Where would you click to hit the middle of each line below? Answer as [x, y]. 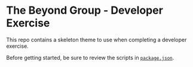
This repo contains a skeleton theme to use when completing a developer [96, 39]
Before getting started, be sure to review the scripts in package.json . [90, 57]
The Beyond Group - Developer [85, 10]
